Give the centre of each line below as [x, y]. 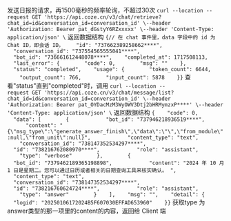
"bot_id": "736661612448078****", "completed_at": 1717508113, [111, 57]
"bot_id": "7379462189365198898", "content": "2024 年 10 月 [119, 163]
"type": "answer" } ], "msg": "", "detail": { [112, 195]
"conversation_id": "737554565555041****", [77, 51]
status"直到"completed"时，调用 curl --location [86, 86]
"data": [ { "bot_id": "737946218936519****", [109, 119]
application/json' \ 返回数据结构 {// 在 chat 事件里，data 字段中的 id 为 [111, 37]
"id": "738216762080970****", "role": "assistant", [106, 150]
